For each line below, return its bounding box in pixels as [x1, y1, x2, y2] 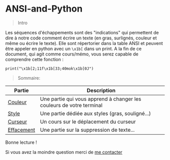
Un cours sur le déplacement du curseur [40, 118, 136, 125]
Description [87, 87, 116, 94]
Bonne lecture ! [5, 139, 37, 145]
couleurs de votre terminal [40, 101, 103, 109]
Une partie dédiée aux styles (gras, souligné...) [40, 110, 151, 117]
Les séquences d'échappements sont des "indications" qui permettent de [5, 29, 159, 35]
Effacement [8, 126, 35, 133]
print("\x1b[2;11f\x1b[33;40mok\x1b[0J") [5, 66, 94, 71]
